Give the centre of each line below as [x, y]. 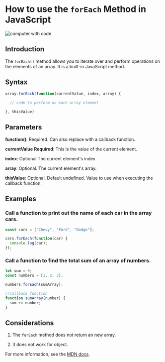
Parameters [24, 127]
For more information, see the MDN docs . [48, 354]
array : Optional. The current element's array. [51, 168]
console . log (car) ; [29, 243]
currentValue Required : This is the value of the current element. [71, 149]
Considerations [30, 323]
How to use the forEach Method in [76, 9]
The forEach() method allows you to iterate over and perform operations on [82, 61]
